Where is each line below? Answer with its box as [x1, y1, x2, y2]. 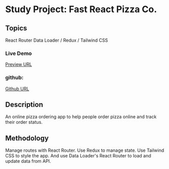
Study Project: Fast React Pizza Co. [5, 4, 157, 15]
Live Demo [5, 50, 32, 57]
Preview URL [5, 61, 32, 67]
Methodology [5, 133, 49, 143]
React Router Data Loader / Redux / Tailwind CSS [5, 37, 108, 43]
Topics [5, 24, 27, 32]
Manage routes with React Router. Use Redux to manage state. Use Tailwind [5, 147, 164, 153]
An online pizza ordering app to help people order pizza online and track [5, 114, 157, 120]
